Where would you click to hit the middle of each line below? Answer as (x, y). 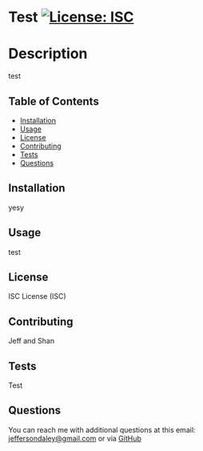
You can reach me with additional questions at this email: (102, 429)
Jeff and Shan (31, 341)
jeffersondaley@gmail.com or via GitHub (75, 438)
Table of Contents (54, 101)
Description (48, 54)
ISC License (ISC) (37, 296)
